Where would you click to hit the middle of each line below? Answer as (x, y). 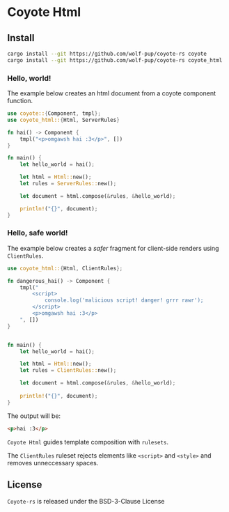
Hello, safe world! (38, 233)
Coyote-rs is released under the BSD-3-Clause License (86, 502)
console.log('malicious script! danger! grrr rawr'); (124, 300)
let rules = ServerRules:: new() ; (68, 184)
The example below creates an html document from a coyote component (112, 93)
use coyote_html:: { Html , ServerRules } (63, 120)
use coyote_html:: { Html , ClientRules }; (65, 268)
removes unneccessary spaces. (53, 463)
